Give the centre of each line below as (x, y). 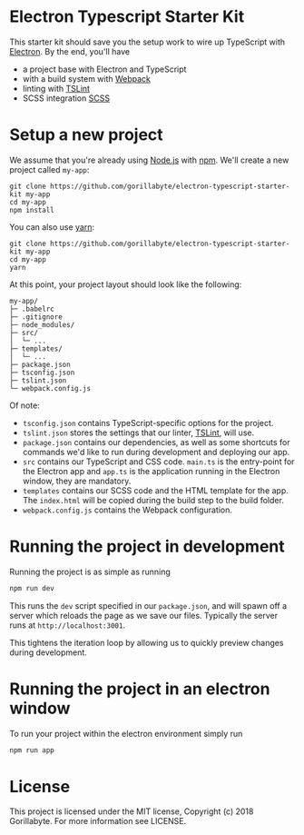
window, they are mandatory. (77, 481)
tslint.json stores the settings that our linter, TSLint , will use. (138, 432)
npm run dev (32, 588)
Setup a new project (86, 135)
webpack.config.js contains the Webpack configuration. (127, 510)
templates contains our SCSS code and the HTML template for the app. (155, 490)
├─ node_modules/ (42, 324)
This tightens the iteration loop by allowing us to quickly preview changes (147, 642)
